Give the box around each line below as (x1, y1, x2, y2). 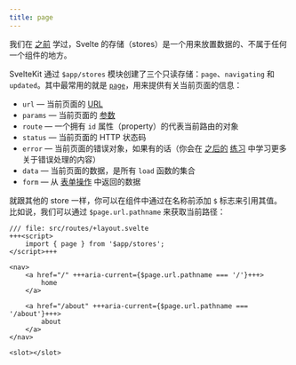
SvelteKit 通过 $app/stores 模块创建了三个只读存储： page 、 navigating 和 (9, 68, 276, 79)
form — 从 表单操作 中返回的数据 (21, 176, 141, 186)
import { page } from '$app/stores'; (25, 239, 165, 249)
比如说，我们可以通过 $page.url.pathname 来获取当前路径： (9, 206, 226, 217)
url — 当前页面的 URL (21, 99, 104, 109)
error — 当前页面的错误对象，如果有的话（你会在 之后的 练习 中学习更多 (21, 143, 287, 154)
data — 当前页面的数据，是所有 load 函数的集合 (21, 165, 196, 176)
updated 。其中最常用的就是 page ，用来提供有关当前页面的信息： (9, 79, 243, 90)
